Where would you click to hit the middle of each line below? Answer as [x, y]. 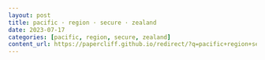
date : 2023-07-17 [37, 30]
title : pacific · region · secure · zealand [82, 23]
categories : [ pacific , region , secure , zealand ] [90, 37]
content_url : [30, 44]
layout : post [30, 15]
